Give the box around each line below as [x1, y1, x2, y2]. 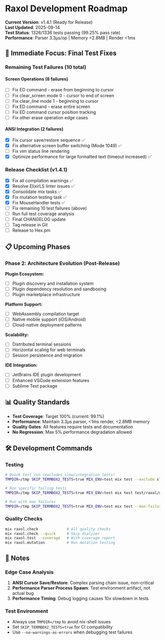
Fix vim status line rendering [12, 148, 70, 154]
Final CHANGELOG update [12, 217, 66, 223]
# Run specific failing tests [5, 486, 67, 491]
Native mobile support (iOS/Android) [12, 316, 86, 322]
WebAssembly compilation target [12, 311, 80, 317]
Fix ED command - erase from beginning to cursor [12, 87, 114, 93]
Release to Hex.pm [12, 227, 51, 233]
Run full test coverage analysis [12, 211, 75, 217]
